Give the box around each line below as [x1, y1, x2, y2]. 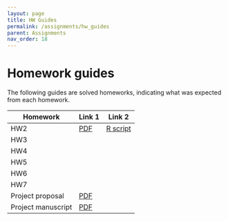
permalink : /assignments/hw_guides [7, 23, 110, 30]
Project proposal [10, 191, 64, 201]
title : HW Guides [7, 17, 57, 23]
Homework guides [7, 66, 115, 81]
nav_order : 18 [7, 36, 48, 43]
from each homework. [7, 96, 70, 104]
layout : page [7, 10, 45, 17]
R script [106, 124, 131, 133]
